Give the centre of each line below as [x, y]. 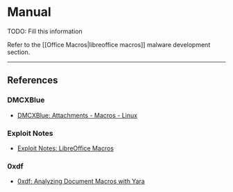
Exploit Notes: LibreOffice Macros [66, 148]
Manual [29, 12]
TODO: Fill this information [45, 31]
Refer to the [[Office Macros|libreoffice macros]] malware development [109, 44]
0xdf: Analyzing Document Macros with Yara [81, 182]
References [33, 80]
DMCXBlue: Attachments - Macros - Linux [77, 115]
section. [19, 52]
